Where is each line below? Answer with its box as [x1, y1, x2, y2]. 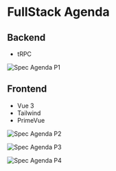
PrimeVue [16, 116, 45, 124]
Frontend [7, 83, 47, 95]
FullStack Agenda [7, 4, 110, 20]
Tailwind [16, 108, 41, 117]
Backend [7, 32, 46, 43]
